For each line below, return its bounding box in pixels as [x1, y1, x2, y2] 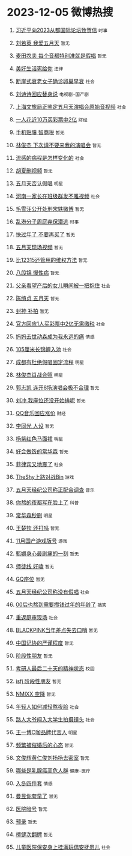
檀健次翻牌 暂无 [15, 830, 53, 838]
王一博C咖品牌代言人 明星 [15, 728, 77, 736]
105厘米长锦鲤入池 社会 [15, 345, 72, 353]
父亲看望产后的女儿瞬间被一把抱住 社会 [15, 282, 110, 289]
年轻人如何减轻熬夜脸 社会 [15, 703, 79, 710]
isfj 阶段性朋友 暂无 [15, 677, 62, 685]
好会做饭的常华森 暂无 [15, 448, 68, 455]
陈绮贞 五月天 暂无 [15, 294, 59, 302]
